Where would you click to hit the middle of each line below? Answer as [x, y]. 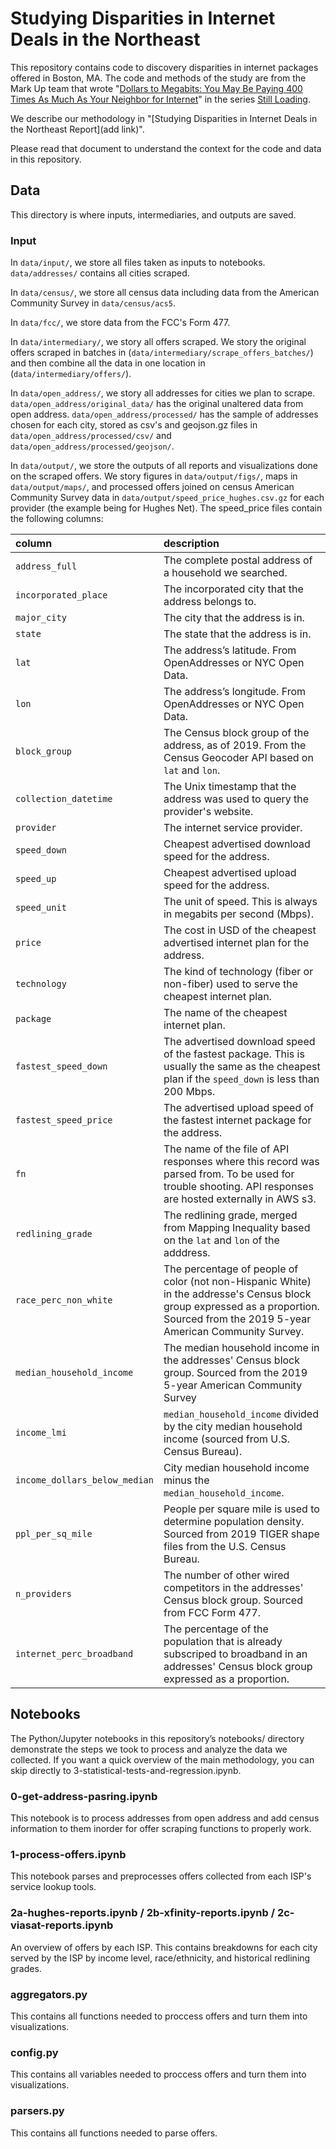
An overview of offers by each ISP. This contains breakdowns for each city [164, 1947]
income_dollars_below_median [84, 1480]
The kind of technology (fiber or [238, 972]
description [191, 544]
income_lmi [41, 1433]
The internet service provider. [233, 828]
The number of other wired [226, 1575]
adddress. [187, 1253]
